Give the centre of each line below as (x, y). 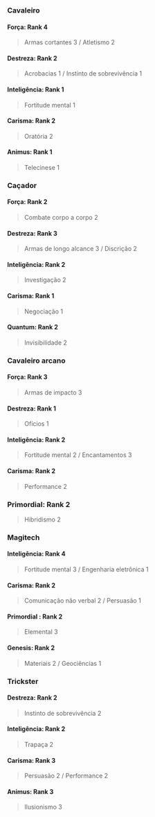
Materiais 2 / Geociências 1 (63, 663)
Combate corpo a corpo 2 (61, 218)
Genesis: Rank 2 (31, 648)
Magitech (24, 537)
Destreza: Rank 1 (32, 409)
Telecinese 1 (42, 167)
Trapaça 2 (39, 744)
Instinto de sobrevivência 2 (63, 713)
